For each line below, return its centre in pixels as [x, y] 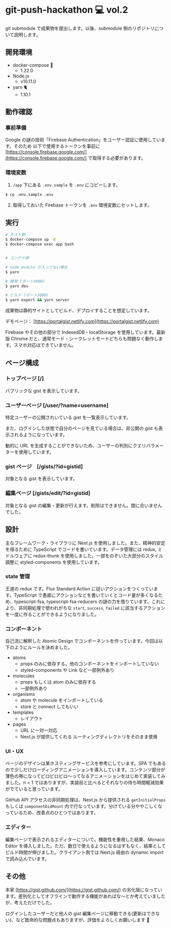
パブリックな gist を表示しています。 [44, 390]
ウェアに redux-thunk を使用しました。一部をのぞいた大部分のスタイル [89, 555]
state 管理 [18, 576]
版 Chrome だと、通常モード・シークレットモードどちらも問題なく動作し [82, 339]
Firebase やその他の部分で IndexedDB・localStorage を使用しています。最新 [86, 332]
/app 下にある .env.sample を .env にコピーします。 [67, 184]
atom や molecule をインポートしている [62, 700]
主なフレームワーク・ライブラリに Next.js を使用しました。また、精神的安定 [85, 543]
